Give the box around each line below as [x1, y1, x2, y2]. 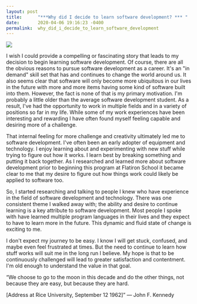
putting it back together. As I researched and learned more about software [6, 158, 186, 165]
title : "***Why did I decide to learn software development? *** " [6, 14, 188, 20]
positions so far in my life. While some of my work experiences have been [6, 109, 185, 116]
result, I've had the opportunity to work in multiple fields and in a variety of [6, 103, 187, 110]
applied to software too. [6, 176, 64, 184]
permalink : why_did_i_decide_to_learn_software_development [6, 25, 159, 31]
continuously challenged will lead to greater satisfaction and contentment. [6, 256, 186, 263]
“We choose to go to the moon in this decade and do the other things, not [6, 274, 185, 281]
